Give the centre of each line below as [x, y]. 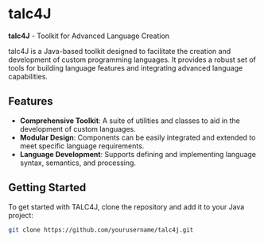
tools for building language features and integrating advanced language [126, 67]
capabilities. [28, 76]
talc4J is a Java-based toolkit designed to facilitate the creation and [120, 51]
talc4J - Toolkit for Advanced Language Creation [89, 36]
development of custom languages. [78, 129]
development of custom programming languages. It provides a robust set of [132, 60]
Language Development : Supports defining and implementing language [138, 154]
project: [21, 215]
